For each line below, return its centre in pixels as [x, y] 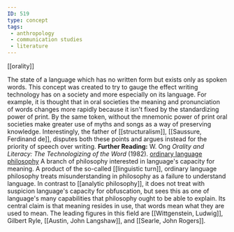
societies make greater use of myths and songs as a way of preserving [109, 124]
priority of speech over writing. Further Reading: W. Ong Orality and [106, 146]
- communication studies [46, 40]
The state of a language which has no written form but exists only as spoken [117, 80]
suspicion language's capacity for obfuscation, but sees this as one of [108, 191]
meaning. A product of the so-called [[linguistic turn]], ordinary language [112, 169]
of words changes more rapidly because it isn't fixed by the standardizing [113, 109]
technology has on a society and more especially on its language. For [107, 94]
